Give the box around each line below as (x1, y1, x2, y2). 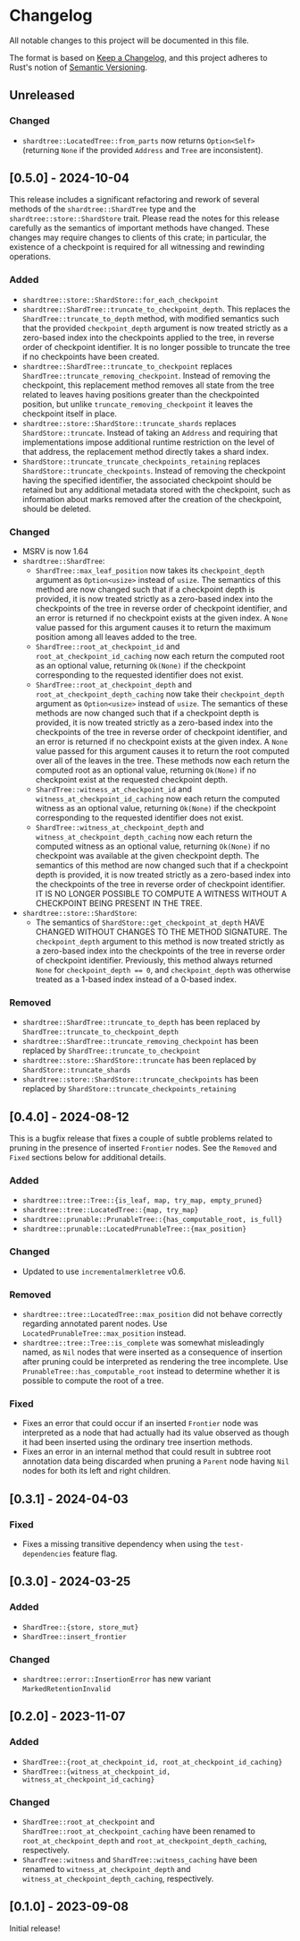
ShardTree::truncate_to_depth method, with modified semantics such (21, 312, 279, 323)
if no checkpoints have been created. (21, 351, 160, 362)
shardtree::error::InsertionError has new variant (21, 1673, 212, 1684)
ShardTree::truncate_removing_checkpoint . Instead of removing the (21, 370, 271, 381)
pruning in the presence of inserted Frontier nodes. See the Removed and (9, 1142, 278, 1153)
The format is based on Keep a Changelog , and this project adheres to (9, 52, 268, 63)
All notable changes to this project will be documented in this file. (9, 35, 250, 46)
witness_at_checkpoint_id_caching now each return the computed (35, 793, 280, 804)
